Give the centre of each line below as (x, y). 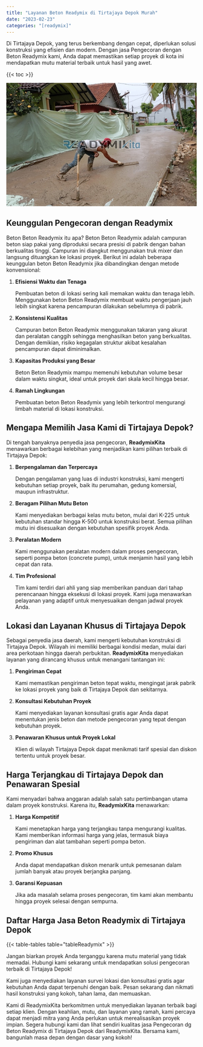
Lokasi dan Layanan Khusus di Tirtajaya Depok (96, 626)
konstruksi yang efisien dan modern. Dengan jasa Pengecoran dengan (94, 50)
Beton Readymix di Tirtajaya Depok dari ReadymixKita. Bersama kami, (93, 1031)
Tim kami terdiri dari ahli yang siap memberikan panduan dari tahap (99, 588)
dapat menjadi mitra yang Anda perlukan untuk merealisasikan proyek (93, 1018)
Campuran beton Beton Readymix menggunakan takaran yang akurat (101, 329)
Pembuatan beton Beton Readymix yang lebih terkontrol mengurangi (100, 402)
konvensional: (24, 270)
